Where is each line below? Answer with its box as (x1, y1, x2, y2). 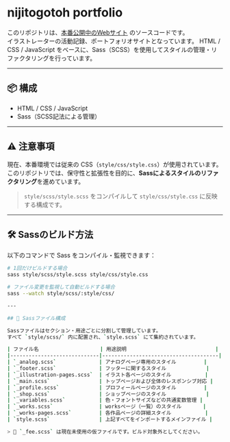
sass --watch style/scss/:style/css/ (7, 290, 115, 297)
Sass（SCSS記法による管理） (16, 112, 101, 121)
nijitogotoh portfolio (7, 5, 123, 21)
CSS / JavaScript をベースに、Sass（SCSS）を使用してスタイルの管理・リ (7, 45, 218, 53)
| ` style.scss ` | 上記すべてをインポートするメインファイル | (7, 416, 213, 423)
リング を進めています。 (18, 177, 85, 186)
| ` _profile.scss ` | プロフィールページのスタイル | (7, 384, 207, 391)
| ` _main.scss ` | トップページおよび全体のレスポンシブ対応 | (7, 378, 214, 384)
